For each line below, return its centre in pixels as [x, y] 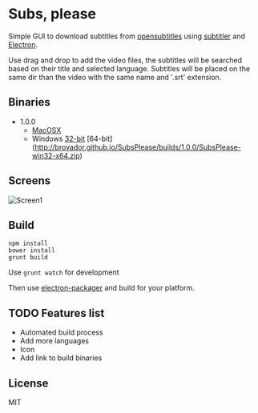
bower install [32, 251]
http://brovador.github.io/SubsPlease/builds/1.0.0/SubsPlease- [138, 147]
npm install [28, 244]
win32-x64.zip [56, 155]
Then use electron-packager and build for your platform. [101, 288]
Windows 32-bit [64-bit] [72, 138]
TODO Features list [56, 313]
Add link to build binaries [61, 358]
